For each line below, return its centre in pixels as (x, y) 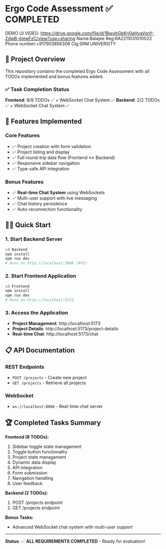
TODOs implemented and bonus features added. (54, 76)
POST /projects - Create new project (50, 377)
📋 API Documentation (40, 350)
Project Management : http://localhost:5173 (56, 324)
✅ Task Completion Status (37, 89)
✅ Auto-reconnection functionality (47, 209)
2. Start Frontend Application (41, 276)
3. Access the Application (37, 312)
